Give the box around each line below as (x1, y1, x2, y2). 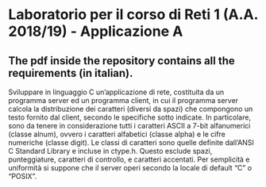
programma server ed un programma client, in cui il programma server (8, 96, 239, 105)
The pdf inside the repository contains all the (8, 54, 236, 67)
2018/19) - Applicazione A (8, 22, 183, 40)
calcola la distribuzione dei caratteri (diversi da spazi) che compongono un (8, 105, 253, 113)
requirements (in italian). (8, 66, 133, 80)
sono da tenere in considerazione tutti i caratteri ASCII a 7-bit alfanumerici (8, 121, 251, 130)
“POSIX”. (8, 172, 37, 181)
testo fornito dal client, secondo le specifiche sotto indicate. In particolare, (8, 113, 252, 122)
